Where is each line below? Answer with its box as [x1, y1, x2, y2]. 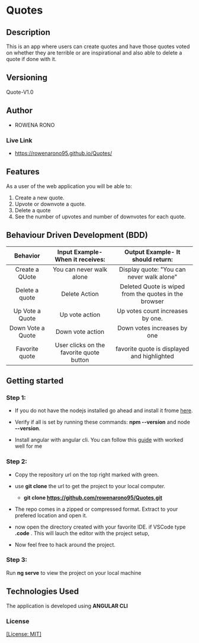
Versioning [6, 72, 47, 83]
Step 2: [6, 457, 28, 466]
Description [6, 27, 50, 37]
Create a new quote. [14, 194, 65, 201]
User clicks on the [54, 340, 105, 349]
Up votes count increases [117, 307, 188, 315]
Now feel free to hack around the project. [14, 541, 115, 548]
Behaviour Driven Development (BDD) [6, 230, 148, 240]
